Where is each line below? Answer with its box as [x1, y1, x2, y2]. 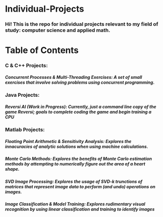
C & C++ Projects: [5, 62, 48, 69]
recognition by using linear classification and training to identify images [5, 206, 155, 212]
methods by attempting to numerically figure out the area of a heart [5, 161, 145, 167]
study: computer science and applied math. [5, 27, 110, 34]
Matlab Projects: [5, 127, 45, 133]
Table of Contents [5, 45, 79, 56]
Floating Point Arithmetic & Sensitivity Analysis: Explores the [5, 138, 131, 144]
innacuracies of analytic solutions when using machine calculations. [5, 144, 148, 149]
